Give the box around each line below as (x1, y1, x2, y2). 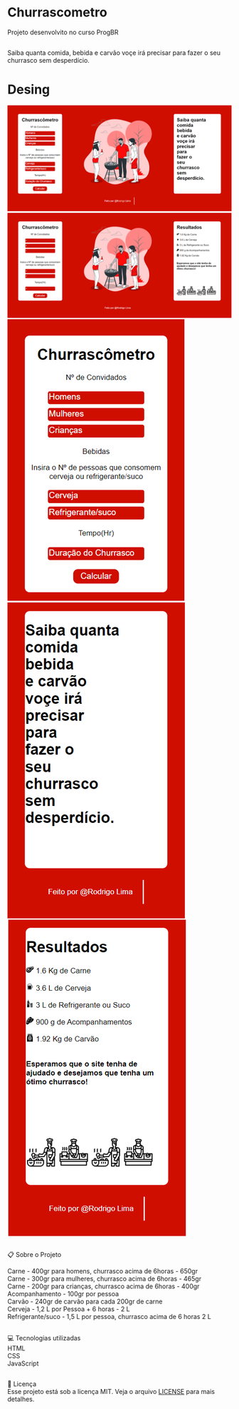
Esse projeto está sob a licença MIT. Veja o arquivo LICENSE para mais (7, 1388, 216, 1396)
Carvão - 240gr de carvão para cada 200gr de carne (7, 1297, 163, 1306)
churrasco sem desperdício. (7, 56, 90, 65)
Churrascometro (7, 4, 108, 21)
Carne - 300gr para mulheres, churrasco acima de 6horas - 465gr (7, 1275, 201, 1283)
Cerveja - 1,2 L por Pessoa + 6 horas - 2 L (7, 1305, 130, 1313)
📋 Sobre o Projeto (7, 1251, 62, 1259)
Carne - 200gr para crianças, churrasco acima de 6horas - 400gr (7, 1282, 200, 1291)
